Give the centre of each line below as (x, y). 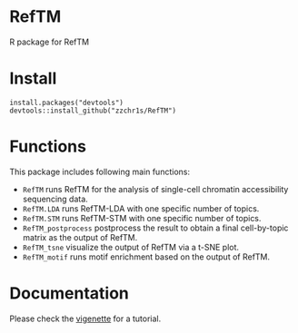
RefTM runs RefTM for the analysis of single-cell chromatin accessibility (155, 189)
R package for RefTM (49, 42)
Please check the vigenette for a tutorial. (85, 318)
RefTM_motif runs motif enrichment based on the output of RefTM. (146, 257)
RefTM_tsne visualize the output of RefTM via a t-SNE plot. (130, 247)
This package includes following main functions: (100, 171)
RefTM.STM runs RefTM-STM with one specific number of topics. (142, 218)
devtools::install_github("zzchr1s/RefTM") (93, 111)
